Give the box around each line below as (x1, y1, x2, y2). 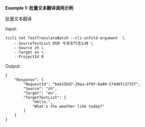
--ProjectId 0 (14, 54, 44, 59)
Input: (5, 26, 18, 32)
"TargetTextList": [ (23, 95, 66, 100)
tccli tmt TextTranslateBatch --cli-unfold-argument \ (5, 35, 125, 40)
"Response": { (14, 77, 44, 82)
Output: (5, 63, 21, 69)
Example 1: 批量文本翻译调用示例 (5, 5, 74, 11)
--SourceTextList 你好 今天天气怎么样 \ (14, 41, 93, 46)
